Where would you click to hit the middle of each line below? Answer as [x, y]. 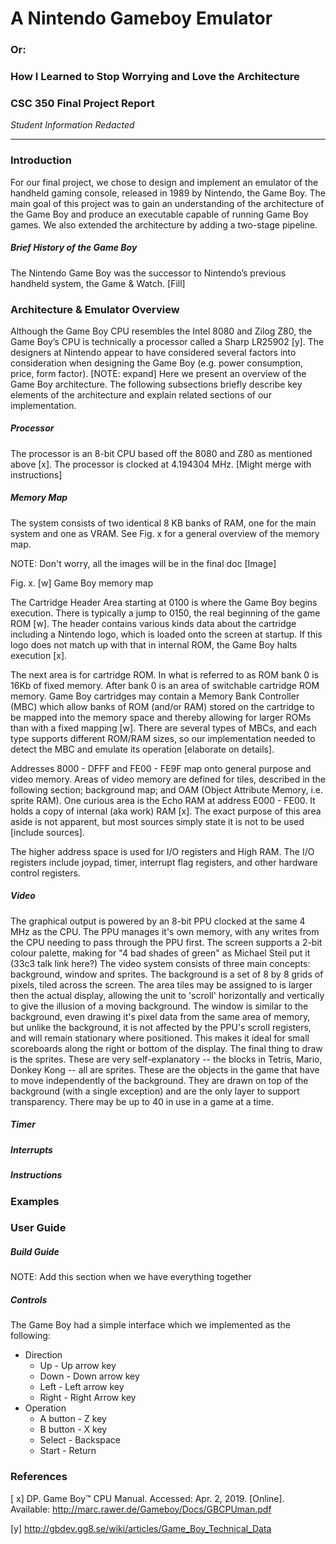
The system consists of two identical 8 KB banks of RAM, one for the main [163, 523]
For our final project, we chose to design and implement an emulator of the [164, 182]
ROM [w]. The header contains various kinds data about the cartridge [153, 623]
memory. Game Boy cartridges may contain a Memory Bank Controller [155, 696]
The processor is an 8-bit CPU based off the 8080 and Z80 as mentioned [161, 453]
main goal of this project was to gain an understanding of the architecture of [167, 203]
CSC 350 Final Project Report [82, 103]
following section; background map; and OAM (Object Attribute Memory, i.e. [167, 789]
